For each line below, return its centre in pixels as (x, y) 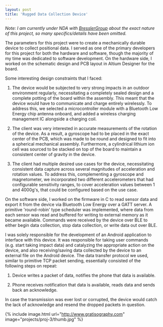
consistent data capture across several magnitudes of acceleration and (83, 169)
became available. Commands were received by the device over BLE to (76, 220)
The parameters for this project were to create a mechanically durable (75, 43)
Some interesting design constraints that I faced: (54, 78)
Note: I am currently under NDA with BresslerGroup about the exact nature (80, 28)
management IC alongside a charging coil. (54, 119)
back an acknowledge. (35, 290)
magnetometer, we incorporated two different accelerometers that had (83, 179)
